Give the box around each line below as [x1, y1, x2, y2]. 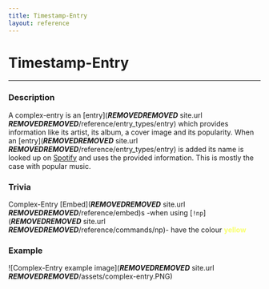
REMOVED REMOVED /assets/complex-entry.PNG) [8, 271, 174, 281]
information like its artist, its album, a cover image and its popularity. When [8, 127, 255, 137]
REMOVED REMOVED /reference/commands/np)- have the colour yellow [8, 225, 247, 235]
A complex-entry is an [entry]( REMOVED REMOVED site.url [8, 110, 203, 120]
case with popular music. [8, 161, 91, 171]
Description [8, 92, 55, 103]
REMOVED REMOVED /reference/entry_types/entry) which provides [8, 118, 229, 128]
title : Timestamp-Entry [8, 11, 88, 20]
